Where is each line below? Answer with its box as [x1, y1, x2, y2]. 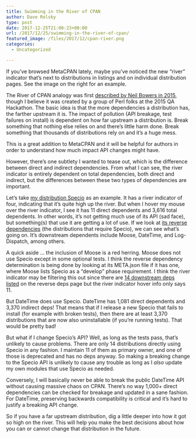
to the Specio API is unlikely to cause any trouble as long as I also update [6, 358, 183, 366]
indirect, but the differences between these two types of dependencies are [6, 176, 187, 183]
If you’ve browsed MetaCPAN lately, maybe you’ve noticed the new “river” [6, 68, 185, 75]
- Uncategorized [11, 47, 51, 53]
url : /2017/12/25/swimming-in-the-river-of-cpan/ [6, 30, 130, 36]
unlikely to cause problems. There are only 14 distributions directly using [6, 340, 181, 347]
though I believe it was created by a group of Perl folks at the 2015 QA [6, 98, 175, 105]
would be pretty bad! [6, 323, 57, 330]
